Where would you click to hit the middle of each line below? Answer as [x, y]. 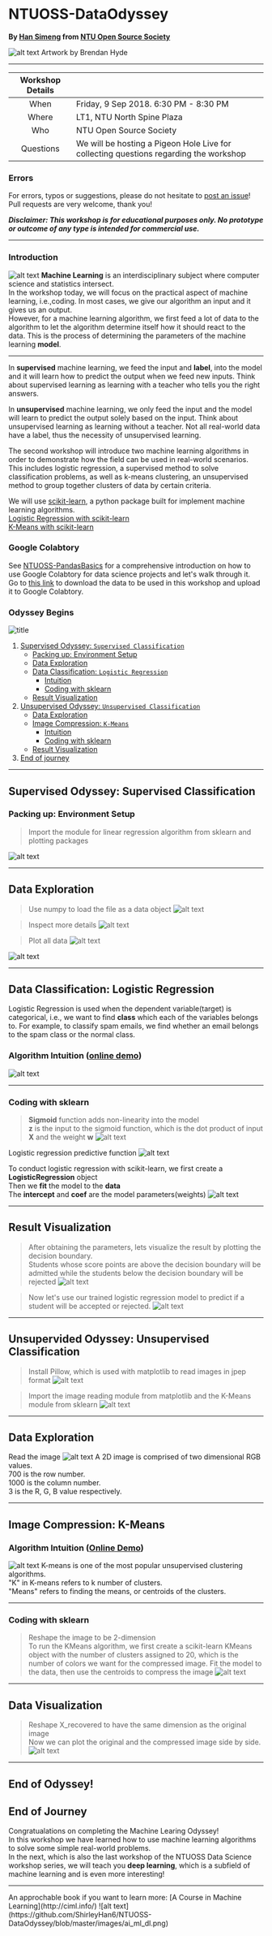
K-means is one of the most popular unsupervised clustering [142, 1566]
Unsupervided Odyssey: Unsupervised [109, 1340]
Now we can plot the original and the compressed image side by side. [144, 1742]
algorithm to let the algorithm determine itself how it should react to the [127, 326]
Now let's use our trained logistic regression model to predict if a [136, 1297]
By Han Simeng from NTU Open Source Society [89, 37]
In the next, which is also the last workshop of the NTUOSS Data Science [130, 1857]
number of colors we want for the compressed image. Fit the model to [145, 1664]
